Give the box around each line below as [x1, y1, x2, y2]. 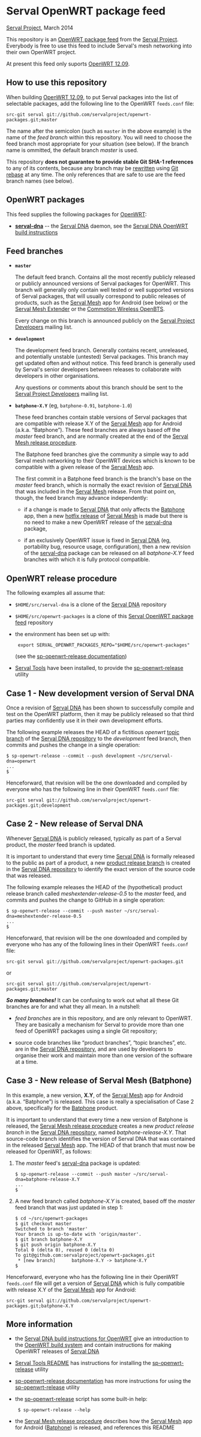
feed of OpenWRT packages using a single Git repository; [14, 1027, 158, 1034]
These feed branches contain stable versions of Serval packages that [14, 413, 187, 421]
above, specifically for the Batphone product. [6, 1104, 118, 1111]
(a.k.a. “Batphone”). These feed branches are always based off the [14, 427, 181, 434]
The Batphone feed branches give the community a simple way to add [14, 451, 189, 458]
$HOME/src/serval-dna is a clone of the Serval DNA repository [14, 601, 167, 608]
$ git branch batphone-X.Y [14, 1236, 83, 1242]
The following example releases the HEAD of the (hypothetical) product [6, 883, 183, 890]
